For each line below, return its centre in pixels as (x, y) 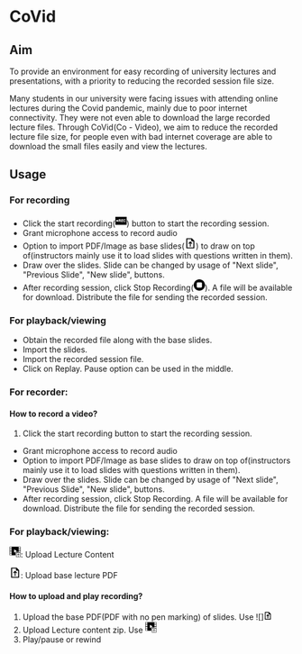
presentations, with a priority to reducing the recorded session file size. (142, 81)
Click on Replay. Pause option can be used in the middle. (128, 368)
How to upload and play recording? (76, 596)
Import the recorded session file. (83, 359)
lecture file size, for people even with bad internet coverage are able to (141, 136)
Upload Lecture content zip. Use (82, 630)
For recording (40, 200)
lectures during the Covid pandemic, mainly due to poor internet (128, 108)
